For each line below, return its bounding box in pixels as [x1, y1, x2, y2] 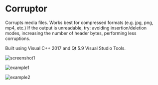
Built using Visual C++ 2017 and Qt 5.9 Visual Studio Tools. [5, 45, 126, 51]
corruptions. [5, 35, 31, 41]
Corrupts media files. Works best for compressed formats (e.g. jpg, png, [5, 19, 154, 25]
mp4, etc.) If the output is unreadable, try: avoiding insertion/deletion [5, 24, 147, 30]
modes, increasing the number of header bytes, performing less [5, 30, 137, 36]
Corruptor [5, 3, 47, 14]
